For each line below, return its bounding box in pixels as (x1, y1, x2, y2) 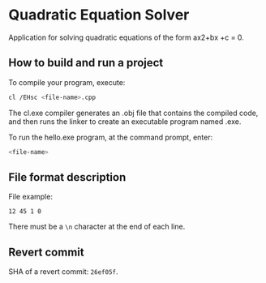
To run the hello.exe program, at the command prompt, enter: (8, 132, 213, 142)
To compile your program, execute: (8, 77, 126, 87)
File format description (8, 170, 127, 184)
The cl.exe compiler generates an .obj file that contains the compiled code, (8, 108, 259, 118)
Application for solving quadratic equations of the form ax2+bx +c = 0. (8, 32, 245, 42)
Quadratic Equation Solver (8, 6, 190, 24)
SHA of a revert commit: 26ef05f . (8, 267, 119, 277)
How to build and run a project (8, 56, 164, 70)
